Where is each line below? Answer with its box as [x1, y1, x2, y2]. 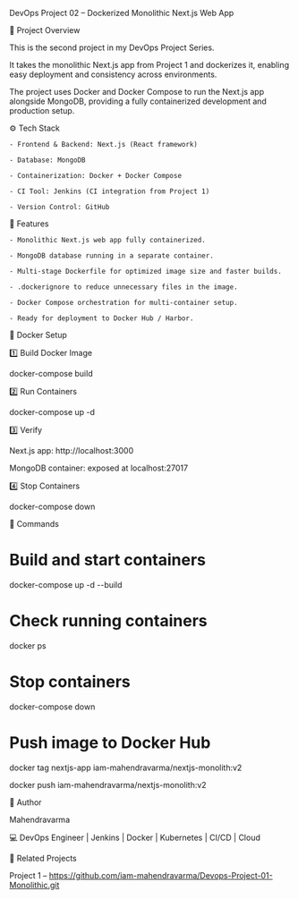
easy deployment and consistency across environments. [9, 69, 217, 80]
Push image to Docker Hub [9, 733, 211, 752]
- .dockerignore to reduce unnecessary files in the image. [9, 283, 239, 292]
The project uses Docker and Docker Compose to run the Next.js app [9, 87, 265, 97]
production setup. [9, 106, 75, 115]
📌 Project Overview [9, 25, 81, 35]
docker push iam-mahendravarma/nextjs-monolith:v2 [9, 779, 208, 790]
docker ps [9, 640, 47, 651]
